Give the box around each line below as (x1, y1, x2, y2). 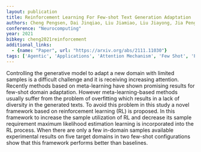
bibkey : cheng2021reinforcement (6, 36, 87, 42)
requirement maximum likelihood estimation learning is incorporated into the (6, 120, 194, 127)
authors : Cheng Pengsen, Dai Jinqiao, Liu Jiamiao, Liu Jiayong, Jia (6, 20, 184, 26)
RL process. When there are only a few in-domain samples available (6, 126, 174, 134)
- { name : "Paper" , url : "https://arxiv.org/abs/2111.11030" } (11, 48, 167, 54)
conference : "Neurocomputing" (6, 25, 82, 32)
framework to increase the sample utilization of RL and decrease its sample (6, 114, 192, 121)
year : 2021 (6, 31, 33, 37)
